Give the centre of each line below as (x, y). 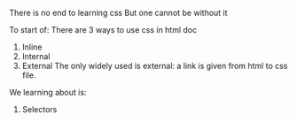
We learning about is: (48, 92)
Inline (32, 47)
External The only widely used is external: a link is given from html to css (155, 66)
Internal (36, 56)
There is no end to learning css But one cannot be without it (118, 13)
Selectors (39, 109)
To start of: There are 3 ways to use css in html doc (103, 30)
